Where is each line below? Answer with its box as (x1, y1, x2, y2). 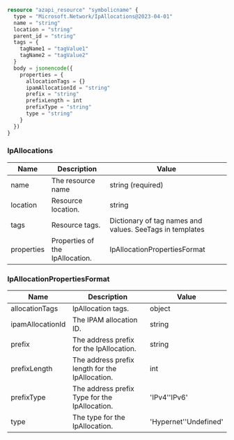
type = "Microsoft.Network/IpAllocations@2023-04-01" (13, 13, 173, 20)
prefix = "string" (25, 91, 79, 97)
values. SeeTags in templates (109, 224, 205, 234)
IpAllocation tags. (72, 304, 130, 313)
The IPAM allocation (72, 315, 138, 325)
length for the (72, 364, 117, 374)
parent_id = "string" (13, 32, 77, 40)
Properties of (51, 235, 95, 245)
